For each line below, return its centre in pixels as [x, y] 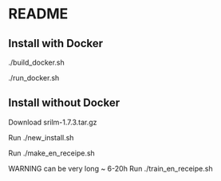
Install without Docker [64, 103]
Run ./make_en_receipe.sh [52, 153]
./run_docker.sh [34, 78]
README [38, 14]
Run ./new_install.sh [41, 137]
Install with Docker [56, 43]
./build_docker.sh [37, 62]
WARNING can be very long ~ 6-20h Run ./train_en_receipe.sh [110, 168]
